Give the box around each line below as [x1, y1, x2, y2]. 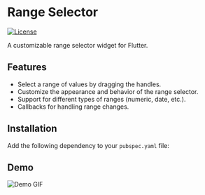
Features [7, 61, 47, 74]
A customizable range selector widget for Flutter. [7, 41, 148, 49]
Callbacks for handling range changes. [17, 102, 129, 111]
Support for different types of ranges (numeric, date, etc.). [17, 95, 186, 103]
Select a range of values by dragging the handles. [17, 80, 162, 88]
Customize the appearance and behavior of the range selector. [17, 87, 199, 95]
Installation [7, 123, 57, 135]
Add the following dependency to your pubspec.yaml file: [7, 141, 169, 149]
